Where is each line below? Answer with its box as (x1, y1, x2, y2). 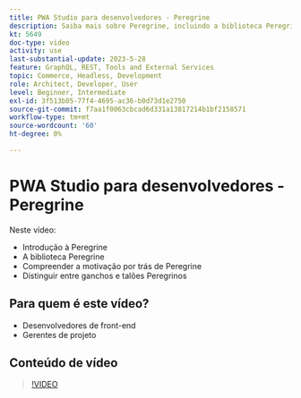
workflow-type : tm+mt (9, 113, 90, 122)
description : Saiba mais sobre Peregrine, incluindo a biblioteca (9, 21, 262, 30)
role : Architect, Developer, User (9, 80, 139, 89)
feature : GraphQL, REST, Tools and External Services (9, 64, 215, 72)
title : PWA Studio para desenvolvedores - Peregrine (9, 13, 211, 22)
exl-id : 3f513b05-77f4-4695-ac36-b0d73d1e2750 (9, 96, 186, 106)
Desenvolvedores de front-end (21, 319, 136, 331)
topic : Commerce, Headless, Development (9, 72, 163, 80)
